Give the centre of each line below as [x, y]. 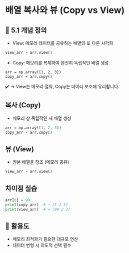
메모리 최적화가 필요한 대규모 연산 [45, 239]
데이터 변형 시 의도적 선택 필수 [42, 246]
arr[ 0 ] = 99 [17, 200]
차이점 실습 [21, 188]
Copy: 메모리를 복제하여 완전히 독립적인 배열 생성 [60, 62]
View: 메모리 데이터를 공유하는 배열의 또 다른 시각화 [63, 43]
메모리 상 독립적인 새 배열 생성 [42, 118]
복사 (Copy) [23, 105]
